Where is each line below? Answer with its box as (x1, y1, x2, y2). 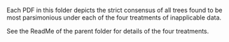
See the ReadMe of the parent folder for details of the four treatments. (6, 27, 209, 35)
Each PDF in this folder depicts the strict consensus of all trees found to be (6, 6, 223, 14)
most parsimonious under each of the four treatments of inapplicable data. (6, 13, 222, 22)
